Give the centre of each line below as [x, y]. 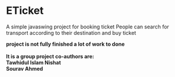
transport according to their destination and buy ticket [71, 32]
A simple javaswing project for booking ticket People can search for [88, 27]
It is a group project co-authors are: [50, 56]
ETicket [25, 11]
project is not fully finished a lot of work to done [65, 44]
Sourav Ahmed [25, 68]
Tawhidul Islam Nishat [34, 63]
